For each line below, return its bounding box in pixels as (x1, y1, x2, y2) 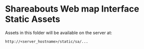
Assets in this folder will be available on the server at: (5, 30, 112, 35)
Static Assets (5, 14, 61, 25)
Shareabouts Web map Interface (5, 3, 140, 15)
